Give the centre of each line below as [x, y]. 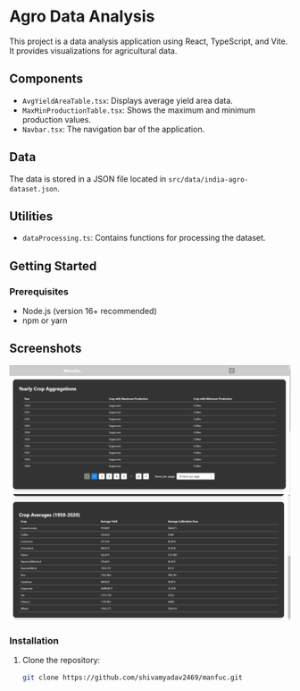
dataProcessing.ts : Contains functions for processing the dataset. [144, 238]
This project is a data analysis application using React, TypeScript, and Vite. [149, 41]
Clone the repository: [61, 661]
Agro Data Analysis [82, 17]
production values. [57, 119]
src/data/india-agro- [208, 179]
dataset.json [33, 189]
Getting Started [53, 266]
